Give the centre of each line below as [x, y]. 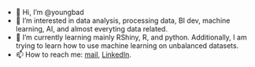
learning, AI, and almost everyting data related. [91, 29]
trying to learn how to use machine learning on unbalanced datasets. [127, 46]
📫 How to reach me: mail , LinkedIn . [73, 54]
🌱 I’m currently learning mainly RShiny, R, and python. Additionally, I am [131, 37]
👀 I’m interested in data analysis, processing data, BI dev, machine [123, 20]
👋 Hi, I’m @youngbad [50, 12]
